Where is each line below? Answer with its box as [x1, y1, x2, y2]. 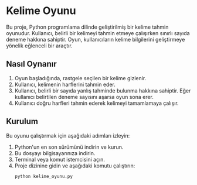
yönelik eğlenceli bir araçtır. [6, 42, 73, 49]
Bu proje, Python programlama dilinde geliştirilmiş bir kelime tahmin [6, 23, 169, 30]
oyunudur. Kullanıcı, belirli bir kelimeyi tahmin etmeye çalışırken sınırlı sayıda [6, 29, 190, 36]
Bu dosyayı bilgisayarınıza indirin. [14, 149, 96, 156]
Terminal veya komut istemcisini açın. [14, 156, 106, 163]
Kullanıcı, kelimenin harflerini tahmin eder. [14, 81, 116, 88]
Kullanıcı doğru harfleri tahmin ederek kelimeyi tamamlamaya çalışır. [14, 100, 179, 107]
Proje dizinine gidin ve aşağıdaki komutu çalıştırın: [14, 162, 135, 169]
